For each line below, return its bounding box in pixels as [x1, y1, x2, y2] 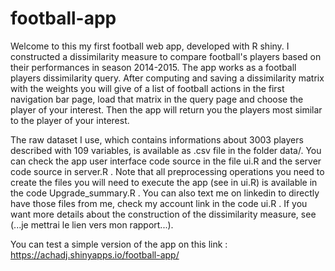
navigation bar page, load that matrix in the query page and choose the [10, 93, 304, 105]
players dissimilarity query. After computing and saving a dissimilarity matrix [10, 72, 325, 84]
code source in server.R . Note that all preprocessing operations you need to [10, 165, 325, 177]
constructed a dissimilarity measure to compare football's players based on [10, 50, 322, 62]
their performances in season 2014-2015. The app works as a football [10, 61, 297, 73]
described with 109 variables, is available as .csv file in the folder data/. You [10, 144, 322, 156]
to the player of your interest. [10, 114, 130, 126]
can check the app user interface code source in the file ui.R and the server [10, 155, 322, 167]
